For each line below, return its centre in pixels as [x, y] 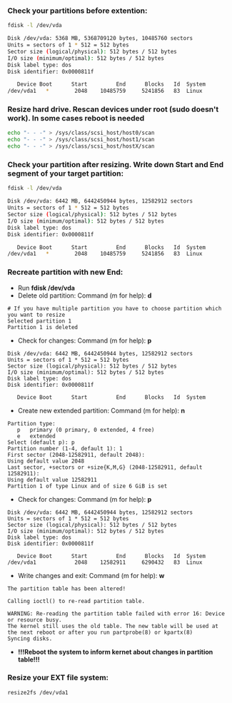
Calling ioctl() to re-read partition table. [76, 601]
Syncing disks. [30, 638]
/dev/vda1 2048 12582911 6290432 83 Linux [105, 562]
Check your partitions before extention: [77, 11]
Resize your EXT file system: [58, 678]
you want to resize [36, 315]
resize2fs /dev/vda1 [38, 692]
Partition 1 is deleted [43, 327]
